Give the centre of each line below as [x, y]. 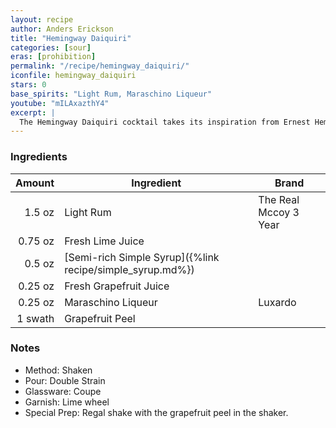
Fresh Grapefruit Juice [117, 286]
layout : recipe [42, 19]
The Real [279, 199]
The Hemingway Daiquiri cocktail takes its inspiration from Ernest [165, 122]
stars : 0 [28, 85]
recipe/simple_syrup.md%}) [129, 269]
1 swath [35, 318]
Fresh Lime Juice [104, 241]
